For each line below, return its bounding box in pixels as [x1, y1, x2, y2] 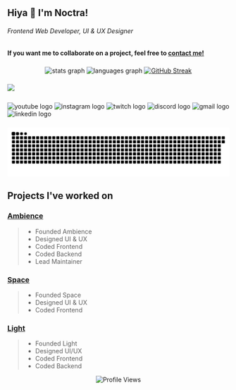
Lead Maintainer [35, 257, 82, 265]
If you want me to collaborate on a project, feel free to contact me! [7, 49, 204, 57]
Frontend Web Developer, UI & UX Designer [7, 26, 134, 35]
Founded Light [35, 339, 77, 348]
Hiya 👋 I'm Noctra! [7, 7, 89, 19]
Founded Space [35, 291, 82, 300]
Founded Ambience [35, 227, 92, 236]
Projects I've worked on [7, 190, 113, 202]
